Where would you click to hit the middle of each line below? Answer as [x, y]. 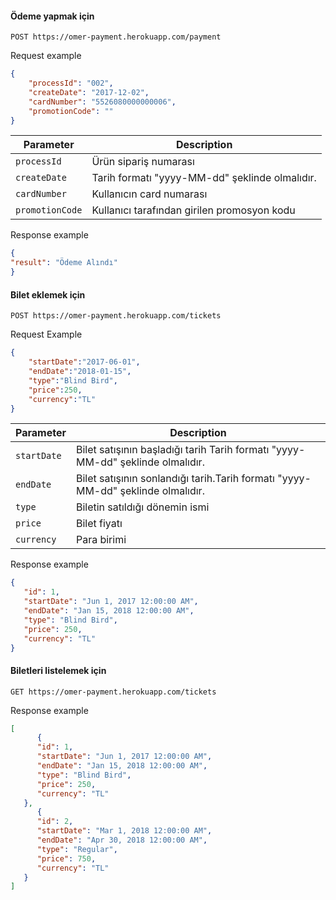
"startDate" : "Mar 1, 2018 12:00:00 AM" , [124, 831]
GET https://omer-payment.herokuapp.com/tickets [113, 692]
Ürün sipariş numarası [143, 162]
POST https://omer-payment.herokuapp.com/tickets [116, 316]
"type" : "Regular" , [77, 849]
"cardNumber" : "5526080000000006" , [102, 102]
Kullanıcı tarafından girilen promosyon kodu [193, 210]
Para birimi [101, 540]
